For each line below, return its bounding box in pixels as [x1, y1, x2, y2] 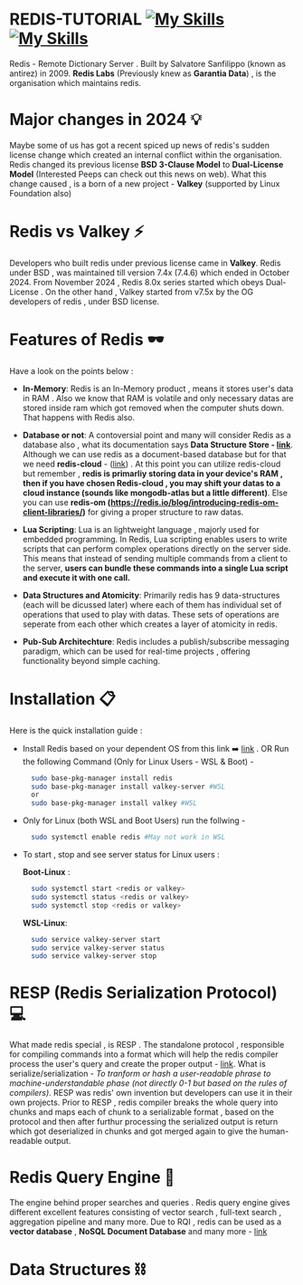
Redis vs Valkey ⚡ [9, 222, 145, 242]
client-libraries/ [22, 506, 83, 517]
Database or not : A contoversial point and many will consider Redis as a [22, 429, 291, 440]
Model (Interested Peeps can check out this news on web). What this [9, 168, 267, 179]
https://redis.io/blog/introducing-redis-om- [109, 496, 279, 507]
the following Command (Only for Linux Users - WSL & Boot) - [22, 756, 254, 767]
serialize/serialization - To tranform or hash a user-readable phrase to [9, 1069, 271, 1079]
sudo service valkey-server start [31, 935, 161, 944]
